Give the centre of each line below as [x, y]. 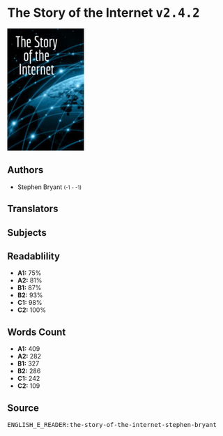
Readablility [34, 256]
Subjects [27, 233]
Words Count [37, 332]
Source [23, 408]
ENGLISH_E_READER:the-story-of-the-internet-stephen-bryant [112, 424]
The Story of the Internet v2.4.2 [103, 13]
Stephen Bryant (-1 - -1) [49, 187]
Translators [33, 209]
